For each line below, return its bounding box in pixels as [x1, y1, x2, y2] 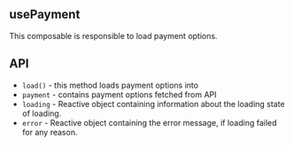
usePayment [9, 7, 81, 22]
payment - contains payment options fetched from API [21, 88, 217, 100]
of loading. [21, 108, 62, 119]
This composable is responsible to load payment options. [9, 30, 218, 41]
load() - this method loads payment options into [21, 80, 199, 90]
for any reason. [21, 127, 78, 137]
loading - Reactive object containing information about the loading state [21, 98, 285, 109]
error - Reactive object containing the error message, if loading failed [21, 117, 277, 127]
